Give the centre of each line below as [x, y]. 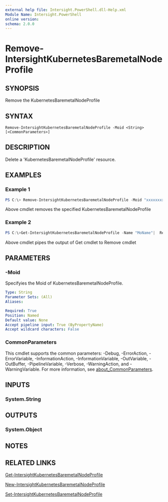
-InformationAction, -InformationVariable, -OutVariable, [91, 358]
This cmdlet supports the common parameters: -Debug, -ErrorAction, [77, 353]
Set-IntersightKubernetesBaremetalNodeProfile [54, 494]
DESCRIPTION [27, 148]
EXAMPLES [23, 175]
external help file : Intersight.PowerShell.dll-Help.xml [66, 10]
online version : [22, 19]
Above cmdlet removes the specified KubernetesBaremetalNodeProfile [78, 209]
